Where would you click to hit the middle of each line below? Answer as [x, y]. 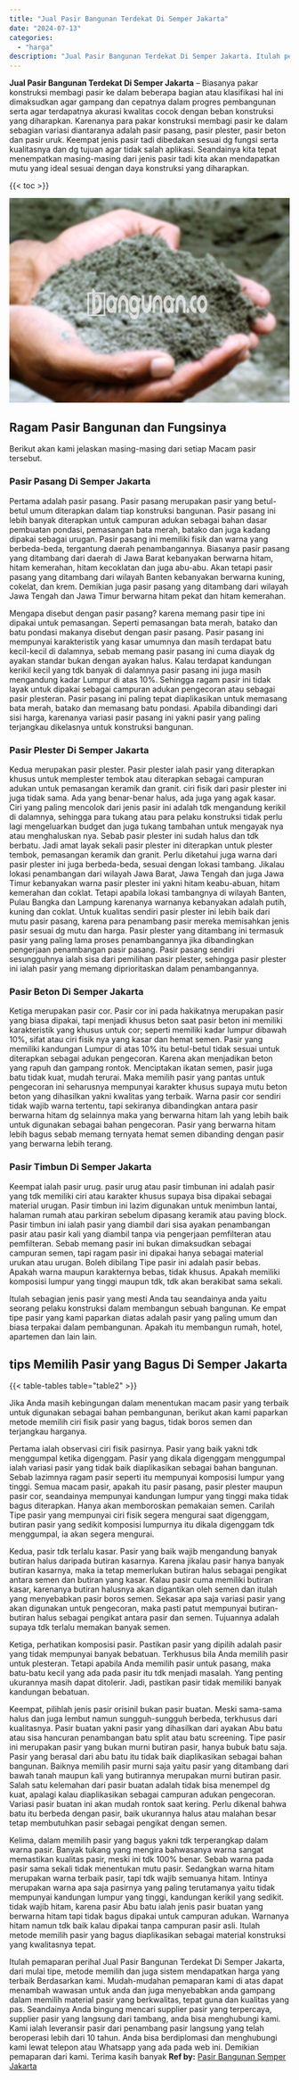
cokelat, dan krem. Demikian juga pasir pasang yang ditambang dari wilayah [149, 586]
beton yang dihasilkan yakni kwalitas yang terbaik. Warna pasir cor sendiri [145, 1097]
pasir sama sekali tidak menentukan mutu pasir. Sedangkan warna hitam [142, 1869]
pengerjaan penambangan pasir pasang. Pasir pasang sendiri [122, 949]
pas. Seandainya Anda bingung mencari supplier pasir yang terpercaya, [141, 2010]
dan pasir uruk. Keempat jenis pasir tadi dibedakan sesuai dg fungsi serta [144, 140]
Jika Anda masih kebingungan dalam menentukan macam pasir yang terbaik [149, 1403]
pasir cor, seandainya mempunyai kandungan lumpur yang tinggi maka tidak [149, 1496]
